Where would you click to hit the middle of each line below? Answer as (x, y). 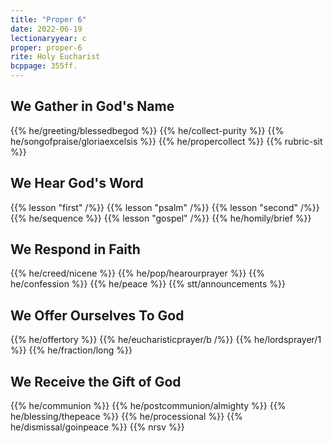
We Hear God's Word (77, 183)
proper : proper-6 (46, 47)
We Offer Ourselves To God (97, 315)
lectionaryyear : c (48, 38)
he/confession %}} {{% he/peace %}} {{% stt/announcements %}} (148, 284)
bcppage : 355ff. (44, 66)
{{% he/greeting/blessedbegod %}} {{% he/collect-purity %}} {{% (147, 130)
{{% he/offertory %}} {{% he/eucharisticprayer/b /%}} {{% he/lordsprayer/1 (166, 340)
